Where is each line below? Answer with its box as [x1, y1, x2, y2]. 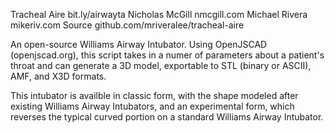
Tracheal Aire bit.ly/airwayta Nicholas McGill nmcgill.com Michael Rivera [10, 9, 308, 20]
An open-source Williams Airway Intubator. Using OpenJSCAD [10, 39, 268, 50]
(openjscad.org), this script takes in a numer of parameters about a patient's [10, 49, 325, 61]
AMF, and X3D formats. [10, 70, 107, 82]
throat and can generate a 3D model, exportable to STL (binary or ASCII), [10, 60, 312, 71]
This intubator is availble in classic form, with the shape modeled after [10, 90, 299, 101]
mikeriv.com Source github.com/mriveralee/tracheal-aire [10, 19, 245, 31]
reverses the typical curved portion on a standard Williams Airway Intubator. [10, 111, 324, 123]
